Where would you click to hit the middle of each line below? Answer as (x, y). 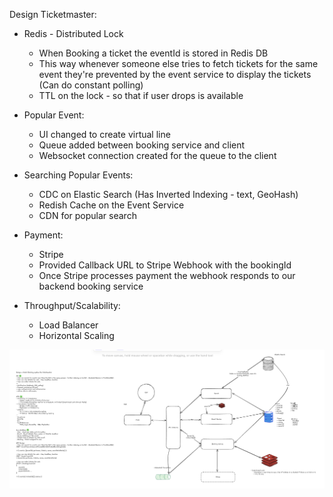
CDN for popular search (87, 215)
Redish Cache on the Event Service (111, 205)
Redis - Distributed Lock (73, 33)
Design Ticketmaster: (53, 14)
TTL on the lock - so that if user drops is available (141, 95)
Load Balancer (68, 325)
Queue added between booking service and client (142, 145)
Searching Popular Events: (78, 175)
